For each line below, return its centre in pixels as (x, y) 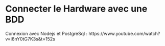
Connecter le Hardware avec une (76, 9)
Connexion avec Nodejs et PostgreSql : (46, 33)
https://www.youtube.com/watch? (124, 33)
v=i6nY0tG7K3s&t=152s (30, 39)
